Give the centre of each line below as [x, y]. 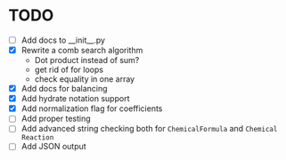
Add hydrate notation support [75, 99]
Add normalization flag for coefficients [92, 108]
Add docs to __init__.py [63, 40]
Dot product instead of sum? [87, 60]
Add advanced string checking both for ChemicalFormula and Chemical [149, 129]
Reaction [37, 138]
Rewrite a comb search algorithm [82, 50]
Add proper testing [56, 119]
